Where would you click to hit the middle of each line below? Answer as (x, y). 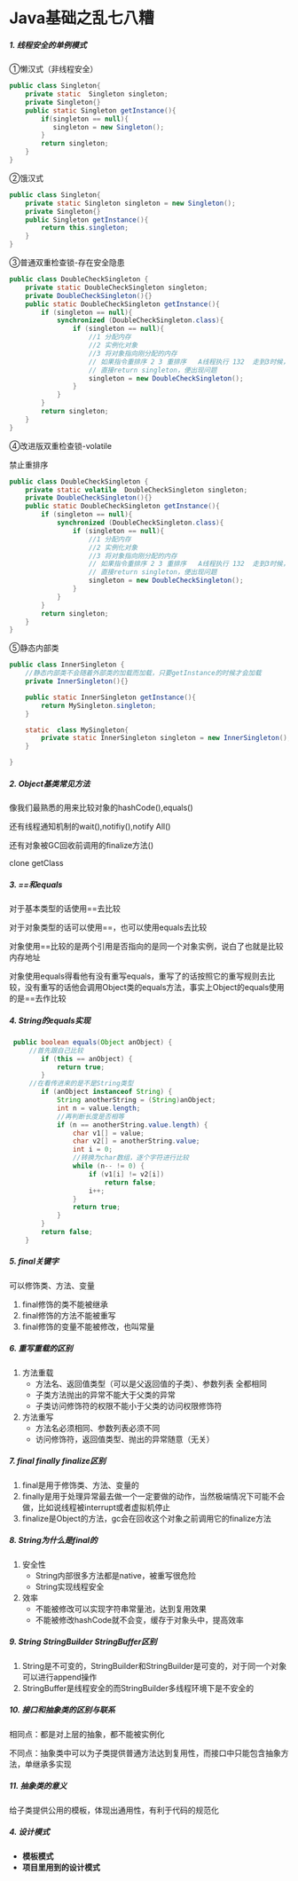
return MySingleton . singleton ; (99, 705)
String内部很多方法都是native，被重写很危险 (116, 1575)
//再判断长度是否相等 (90, 1116)
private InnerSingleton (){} (77, 681)
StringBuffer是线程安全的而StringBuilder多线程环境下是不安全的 (138, 1688)
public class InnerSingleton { (67, 665)
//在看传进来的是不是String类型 (81, 1083)
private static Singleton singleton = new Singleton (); (131, 203)
